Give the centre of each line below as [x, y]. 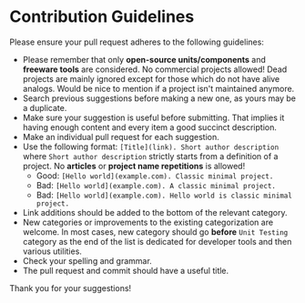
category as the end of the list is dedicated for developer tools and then [157, 241]
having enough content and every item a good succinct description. [150, 127]
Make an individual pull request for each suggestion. [121, 136]
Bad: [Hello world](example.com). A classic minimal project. [156, 185]
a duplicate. [45, 107]
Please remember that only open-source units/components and [144, 59]
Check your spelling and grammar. [87, 260]
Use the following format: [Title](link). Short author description [151, 146]
